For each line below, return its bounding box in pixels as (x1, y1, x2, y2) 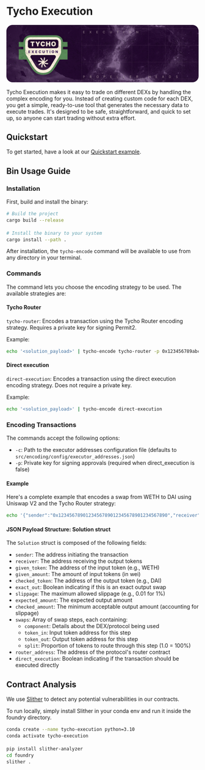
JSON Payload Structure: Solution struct (6, 525, 111, 533)
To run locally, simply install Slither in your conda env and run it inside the (6, 708, 191, 715)
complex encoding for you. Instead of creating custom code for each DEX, (6, 95, 193, 102)
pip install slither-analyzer (6, 746, 84, 752)
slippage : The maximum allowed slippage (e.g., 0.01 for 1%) (15, 590, 166, 598)
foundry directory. (6, 714, 52, 721)
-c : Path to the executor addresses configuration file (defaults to (15, 446, 177, 454)
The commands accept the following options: (6, 434, 120, 442)
